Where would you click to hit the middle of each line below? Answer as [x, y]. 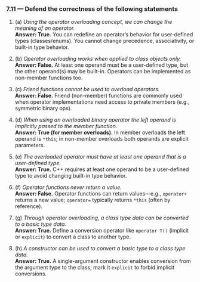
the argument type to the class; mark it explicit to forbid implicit [95, 268]
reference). [29, 206]
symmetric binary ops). [43, 109]
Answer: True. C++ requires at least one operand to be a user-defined [102, 169]
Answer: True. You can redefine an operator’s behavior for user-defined [104, 35]
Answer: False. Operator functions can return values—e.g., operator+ [101, 194]
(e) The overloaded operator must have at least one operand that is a [100, 157]
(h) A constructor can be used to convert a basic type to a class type [100, 249]
